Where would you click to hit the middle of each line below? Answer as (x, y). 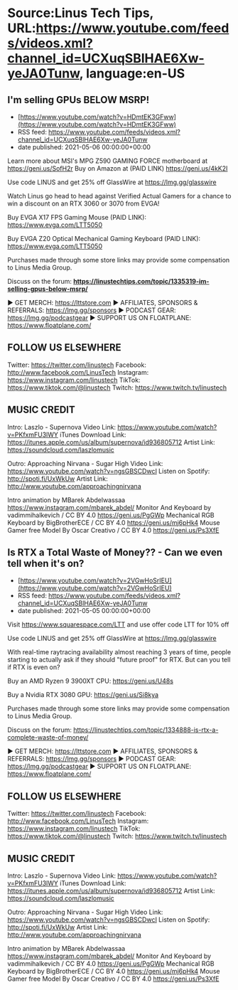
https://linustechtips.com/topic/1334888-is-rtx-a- (146, 730)
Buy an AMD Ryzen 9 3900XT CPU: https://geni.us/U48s (91, 681)
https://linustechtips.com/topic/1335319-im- (141, 281)
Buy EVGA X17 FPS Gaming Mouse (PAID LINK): (77, 217)
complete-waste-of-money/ (48, 738)
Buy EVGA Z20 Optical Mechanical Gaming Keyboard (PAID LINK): (104, 239)
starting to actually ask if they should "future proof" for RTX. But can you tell (119, 660)
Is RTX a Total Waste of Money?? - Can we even (115, 553)
